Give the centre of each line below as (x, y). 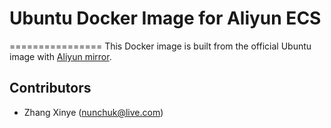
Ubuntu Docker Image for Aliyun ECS (165, 18)
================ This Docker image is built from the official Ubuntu (160, 46)
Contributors (50, 88)
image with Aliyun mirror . (60, 56)
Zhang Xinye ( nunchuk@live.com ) (93, 112)
